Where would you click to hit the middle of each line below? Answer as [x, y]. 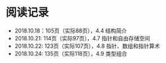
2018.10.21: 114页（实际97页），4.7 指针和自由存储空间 [82, 38]
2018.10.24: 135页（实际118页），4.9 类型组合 [71, 53]
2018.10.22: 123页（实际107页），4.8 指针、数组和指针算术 [87, 46]
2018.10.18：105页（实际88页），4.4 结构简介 [71, 31]
